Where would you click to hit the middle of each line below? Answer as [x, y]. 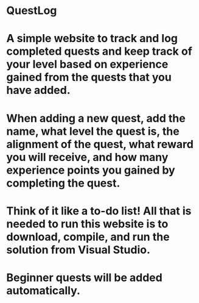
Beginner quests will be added [84, 277]
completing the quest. [63, 183]
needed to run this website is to [87, 224]
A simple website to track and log [92, 39]
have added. [39, 91]
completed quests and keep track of [100, 52]
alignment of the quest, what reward [100, 144]
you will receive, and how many [87, 157]
